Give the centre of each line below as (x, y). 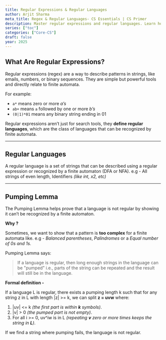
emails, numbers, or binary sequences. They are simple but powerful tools (81, 79)
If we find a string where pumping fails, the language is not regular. (73, 333)
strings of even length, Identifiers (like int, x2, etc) (56, 176)
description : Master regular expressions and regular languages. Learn (80, 23)
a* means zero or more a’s (39, 103)
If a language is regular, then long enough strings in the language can (88, 263)
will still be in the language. (45, 273)
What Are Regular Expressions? (55, 62)
